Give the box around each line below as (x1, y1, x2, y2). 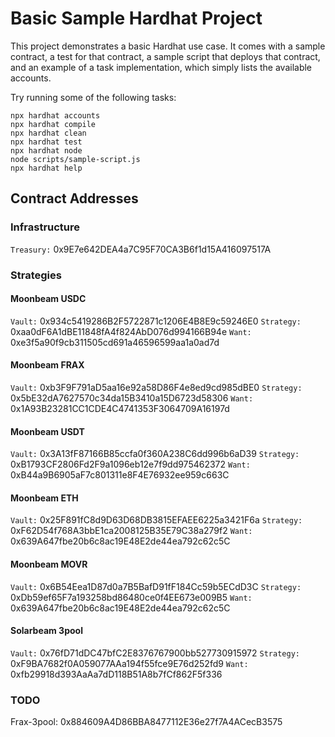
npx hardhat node (10, 145, 83, 156)
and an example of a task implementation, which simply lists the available (10, 61, 313, 73)
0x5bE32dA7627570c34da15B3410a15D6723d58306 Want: (10, 392, 254, 404)
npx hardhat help (10, 163, 83, 173)
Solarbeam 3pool (10, 625, 83, 637)
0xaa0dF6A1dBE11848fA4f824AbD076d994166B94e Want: (10, 325, 252, 337)
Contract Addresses (10, 190, 139, 207)
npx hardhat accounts (10, 110, 101, 121)
